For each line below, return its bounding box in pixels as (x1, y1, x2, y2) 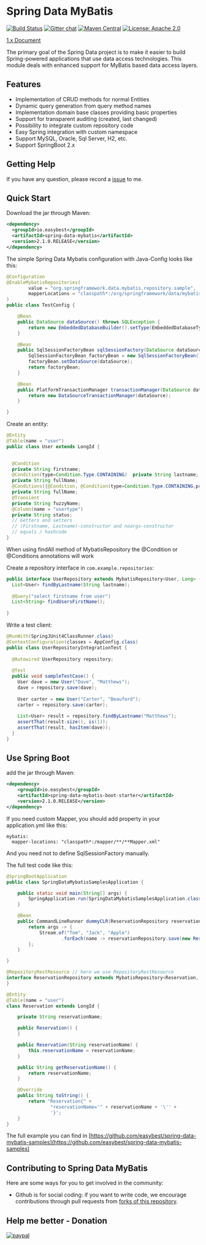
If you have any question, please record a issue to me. (6, 175, 143, 182)
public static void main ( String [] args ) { (17, 890, 128, 896)
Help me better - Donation (6, 1216, 107, 1226)
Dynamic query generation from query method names (15, 102, 151, 109)
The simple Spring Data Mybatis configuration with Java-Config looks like (6, 255, 193, 262)
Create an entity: (6, 421, 49, 428)
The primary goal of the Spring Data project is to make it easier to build (6, 48, 186, 56)
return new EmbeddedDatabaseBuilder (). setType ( (28, 324, 152, 331)
